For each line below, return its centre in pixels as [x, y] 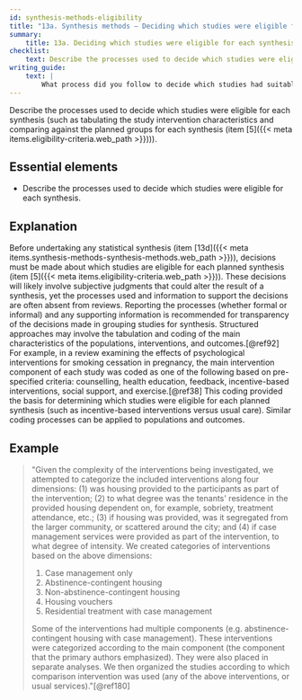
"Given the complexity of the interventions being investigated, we [152, 470]
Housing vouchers [79, 602]
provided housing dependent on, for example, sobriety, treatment [152, 508]
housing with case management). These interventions [173, 638]
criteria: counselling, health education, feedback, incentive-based [167, 382]
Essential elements [64, 167]
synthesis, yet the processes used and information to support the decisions [149, 296]
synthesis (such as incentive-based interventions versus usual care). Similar [151, 411]
